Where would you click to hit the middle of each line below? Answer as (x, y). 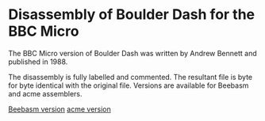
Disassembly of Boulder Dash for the (132, 15)
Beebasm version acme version (60, 109)
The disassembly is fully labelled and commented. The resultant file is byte (131, 77)
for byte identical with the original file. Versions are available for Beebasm (129, 85)
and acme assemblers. (45, 93)
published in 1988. (38, 62)
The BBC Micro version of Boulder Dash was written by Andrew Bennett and (133, 53)
